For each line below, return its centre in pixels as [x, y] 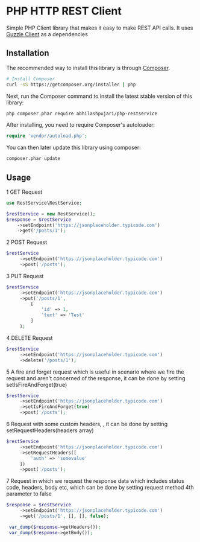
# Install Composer [31, 79]
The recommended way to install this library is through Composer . [88, 68]
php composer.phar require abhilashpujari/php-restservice [82, 113]
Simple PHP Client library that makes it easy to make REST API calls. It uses [100, 28]
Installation [28, 53]
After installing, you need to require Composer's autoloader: [81, 125]
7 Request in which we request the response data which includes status [95, 481]
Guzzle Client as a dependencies [47, 34]
